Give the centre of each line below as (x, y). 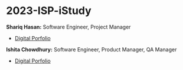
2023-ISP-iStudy (49, 11)
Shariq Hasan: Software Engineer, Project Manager (68, 27)
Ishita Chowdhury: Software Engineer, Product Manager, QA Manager (91, 49)
